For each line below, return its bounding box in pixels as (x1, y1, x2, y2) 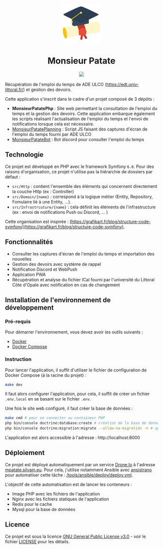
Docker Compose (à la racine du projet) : (5, 372, 86, 378)
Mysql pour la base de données (12, 506, 76, 512)
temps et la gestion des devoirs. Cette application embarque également (12, 110, 155, 116)
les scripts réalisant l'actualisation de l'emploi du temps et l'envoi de (12, 116, 149, 122)
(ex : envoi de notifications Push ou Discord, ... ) (12, 209, 108, 215)
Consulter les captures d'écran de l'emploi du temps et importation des (12, 251, 155, 256)
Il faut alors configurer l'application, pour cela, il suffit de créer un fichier (5, 391, 150, 397)
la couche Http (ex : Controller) (12, 188, 74, 194)
